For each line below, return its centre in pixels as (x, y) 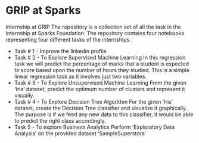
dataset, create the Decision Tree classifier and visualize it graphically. (101, 108)
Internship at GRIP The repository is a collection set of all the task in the (93, 27)
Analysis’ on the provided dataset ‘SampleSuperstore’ (80, 133)
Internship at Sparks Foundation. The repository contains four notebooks (95, 33)
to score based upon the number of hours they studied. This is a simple (102, 70)
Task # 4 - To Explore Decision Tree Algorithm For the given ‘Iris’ (94, 101)
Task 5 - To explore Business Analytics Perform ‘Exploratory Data (94, 127)
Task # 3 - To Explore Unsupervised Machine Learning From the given (100, 83)
